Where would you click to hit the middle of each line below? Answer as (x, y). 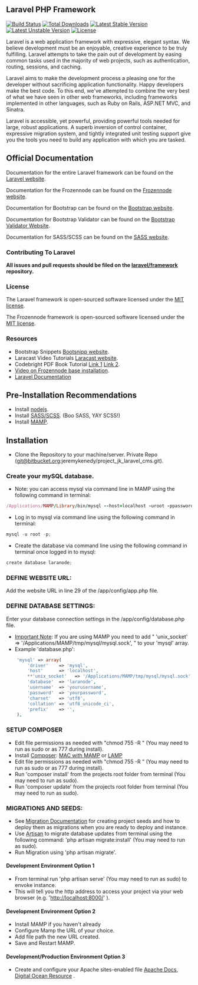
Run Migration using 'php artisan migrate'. (65, 852)
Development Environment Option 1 (50, 866)
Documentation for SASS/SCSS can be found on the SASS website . (88, 237)
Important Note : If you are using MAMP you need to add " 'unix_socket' (101, 636)
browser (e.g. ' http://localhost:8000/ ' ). (62, 898)
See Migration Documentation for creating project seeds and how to (97, 821)
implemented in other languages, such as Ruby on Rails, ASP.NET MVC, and (98, 103)
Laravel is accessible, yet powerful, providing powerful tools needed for (93, 121)
